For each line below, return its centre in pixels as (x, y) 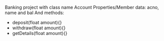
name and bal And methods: (34, 13)
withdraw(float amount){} (39, 28)
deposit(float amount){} (37, 23)
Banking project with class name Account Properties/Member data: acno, (82, 7)
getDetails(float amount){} (40, 33)
